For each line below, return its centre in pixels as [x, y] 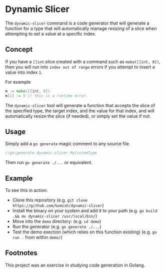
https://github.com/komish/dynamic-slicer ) [58, 205]
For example [18, 82]
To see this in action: [26, 190]
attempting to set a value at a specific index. [51, 34]
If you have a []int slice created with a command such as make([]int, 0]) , [83, 62]
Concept [19, 49]
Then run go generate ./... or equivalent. [49, 163]
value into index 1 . [24, 72]
